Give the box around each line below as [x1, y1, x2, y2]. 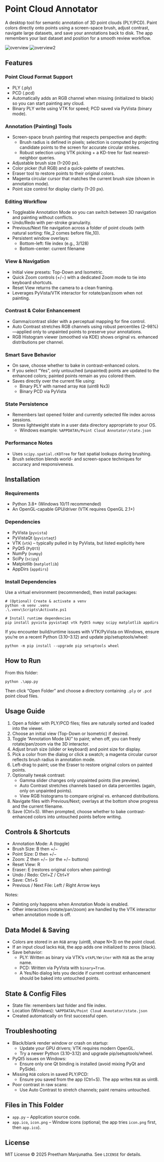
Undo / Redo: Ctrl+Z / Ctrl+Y [12, 872, 70, 878]
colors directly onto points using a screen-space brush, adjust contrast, [5, 24, 149, 30]
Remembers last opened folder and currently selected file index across [12, 412, 156, 418]
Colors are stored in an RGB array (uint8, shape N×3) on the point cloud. [12, 939, 156, 945]
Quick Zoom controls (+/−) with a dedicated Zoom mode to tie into [12, 274, 146, 280]
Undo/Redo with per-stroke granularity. [12, 220, 92, 226]
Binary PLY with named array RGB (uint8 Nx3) [19, 383, 110, 389]
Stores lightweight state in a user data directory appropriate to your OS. [12, 422, 157, 428]
